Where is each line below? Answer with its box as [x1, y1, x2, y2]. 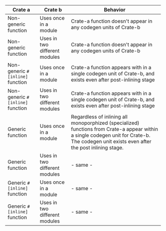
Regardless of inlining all [71, 114, 127, 120]
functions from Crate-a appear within [71, 126, 158, 132]
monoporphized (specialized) [71, 119, 140, 126]
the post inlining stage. [71, 144, 124, 151]
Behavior [103, 6, 126, 13]
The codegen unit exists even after [71, 138, 152, 145]
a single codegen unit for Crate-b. [71, 132, 151, 139]
